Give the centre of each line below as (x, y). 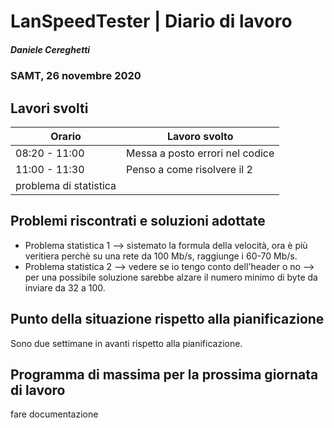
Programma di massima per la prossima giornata (164, 374)
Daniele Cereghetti (50, 49)
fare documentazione (54, 414)
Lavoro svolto (200, 136)
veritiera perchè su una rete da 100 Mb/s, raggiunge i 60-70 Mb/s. (161, 256)
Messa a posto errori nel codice (200, 153)
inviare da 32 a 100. (65, 287)
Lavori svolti (49, 108)
